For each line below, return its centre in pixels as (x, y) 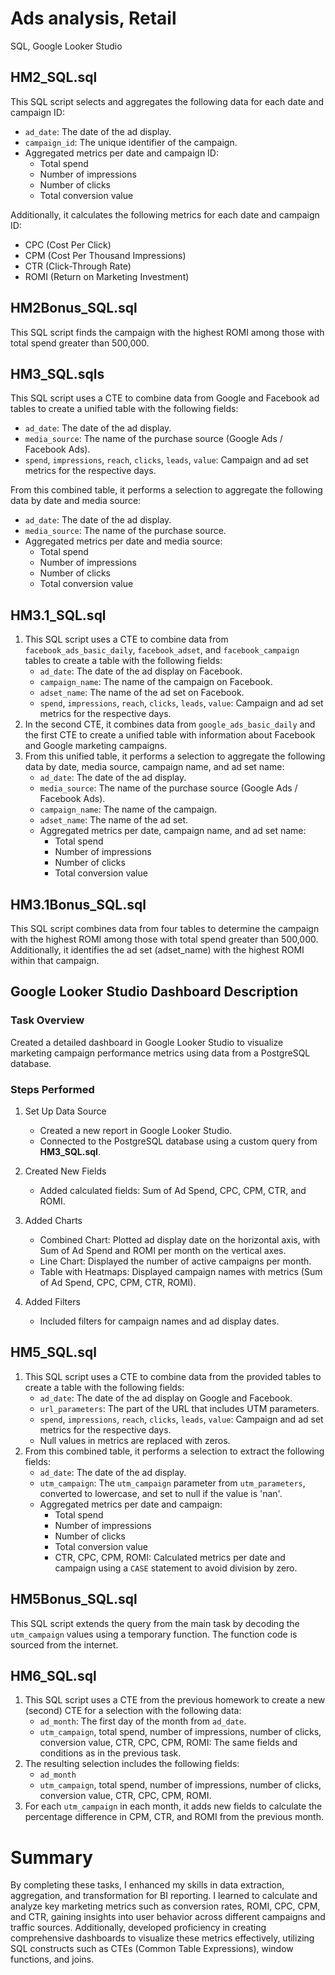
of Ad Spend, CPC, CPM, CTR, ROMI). (118, 1282)
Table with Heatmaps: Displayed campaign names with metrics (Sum (181, 1271)
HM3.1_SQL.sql (58, 615)
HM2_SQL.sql (54, 77)
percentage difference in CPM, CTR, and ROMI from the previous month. (174, 1817)
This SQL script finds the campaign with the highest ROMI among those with (167, 332)
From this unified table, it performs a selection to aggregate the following (175, 756)
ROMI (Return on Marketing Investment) (107, 276)
